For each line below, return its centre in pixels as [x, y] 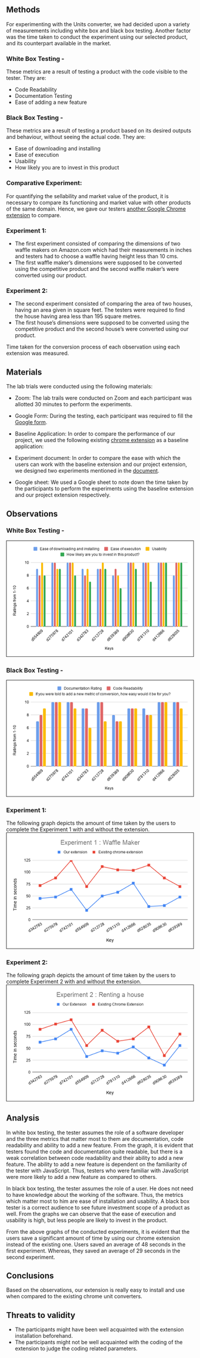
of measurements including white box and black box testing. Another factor [99, 30]
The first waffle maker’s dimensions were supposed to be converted [99, 263]
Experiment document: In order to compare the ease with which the [98, 458]
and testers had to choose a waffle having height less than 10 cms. [96, 256]
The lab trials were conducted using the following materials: [79, 387]
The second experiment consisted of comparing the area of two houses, [104, 304]
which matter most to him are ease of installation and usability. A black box [98, 1201]
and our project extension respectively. [63, 495]
